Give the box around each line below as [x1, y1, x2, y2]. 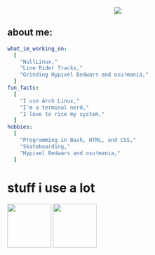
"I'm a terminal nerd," [20, 104, 90, 111]
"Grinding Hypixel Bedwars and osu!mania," [20, 71, 149, 79]
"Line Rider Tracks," [20, 65, 83, 72]
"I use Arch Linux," [20, 97, 80, 105]
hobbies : [7, 124, 33, 131]
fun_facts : [7, 84, 39, 91]
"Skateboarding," [20, 143, 71, 150]
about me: [7, 27, 53, 39]
